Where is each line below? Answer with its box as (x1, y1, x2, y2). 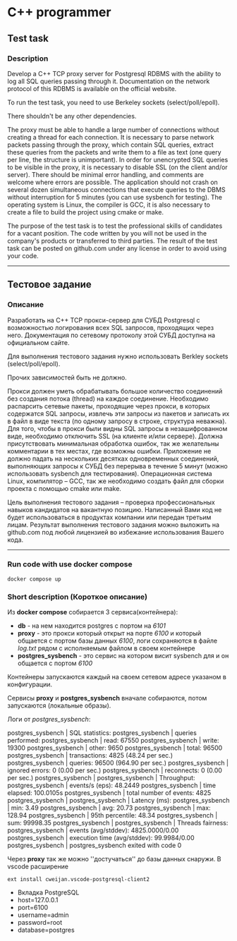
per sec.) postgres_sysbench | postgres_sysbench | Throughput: (7, 774, 195, 782)
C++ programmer (7, 4, 111, 20)
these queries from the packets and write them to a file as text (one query (7, 147, 221, 156)
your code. (7, 251, 39, 260)
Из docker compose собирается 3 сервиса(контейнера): (7, 608, 178, 617)
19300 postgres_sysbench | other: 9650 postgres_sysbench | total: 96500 (7, 743, 223, 752)
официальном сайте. (7, 338, 70, 346)
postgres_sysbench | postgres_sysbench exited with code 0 (7, 841, 182, 850)
